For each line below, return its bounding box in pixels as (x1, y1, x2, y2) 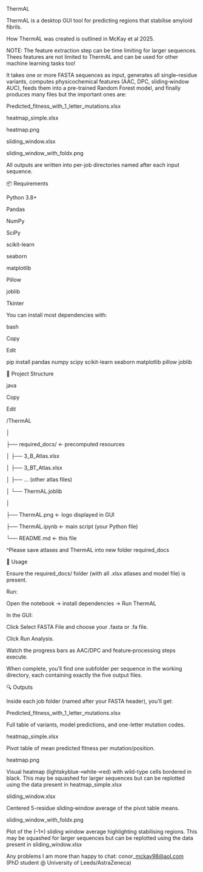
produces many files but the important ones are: (6, 91, 127, 98)
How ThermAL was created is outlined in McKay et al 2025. (6, 35, 155, 42)
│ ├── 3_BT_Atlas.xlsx (6, 464, 62, 471)
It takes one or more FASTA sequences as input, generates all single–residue (6, 72, 198, 78)
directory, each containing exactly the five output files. (6, 671, 142, 679)
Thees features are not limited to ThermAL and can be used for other (6, 53, 179, 60)
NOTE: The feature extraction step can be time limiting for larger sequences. (6, 47, 197, 54)
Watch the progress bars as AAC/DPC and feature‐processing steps (6, 647, 176, 654)
